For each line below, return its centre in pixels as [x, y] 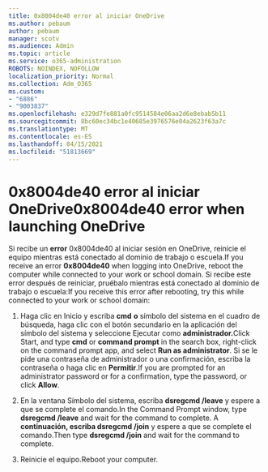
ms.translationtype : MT [49, 129]
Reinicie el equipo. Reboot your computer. [89, 460]
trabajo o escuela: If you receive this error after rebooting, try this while [126, 292]
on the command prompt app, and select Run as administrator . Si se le [139, 350]
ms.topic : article [39, 54]
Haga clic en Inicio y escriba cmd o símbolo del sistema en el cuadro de [140, 316]
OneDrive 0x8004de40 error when [127, 209]
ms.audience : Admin [41, 46]
